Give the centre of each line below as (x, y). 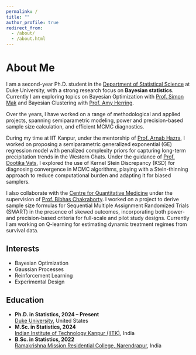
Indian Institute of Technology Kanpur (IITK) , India (74, 333)
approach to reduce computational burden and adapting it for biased (89, 175)
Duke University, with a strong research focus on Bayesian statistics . (90, 90)
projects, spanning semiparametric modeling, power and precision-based (94, 120)
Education (25, 300)
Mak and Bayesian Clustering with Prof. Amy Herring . (70, 103)
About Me (30, 68)
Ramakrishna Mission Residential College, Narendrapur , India (88, 345)
